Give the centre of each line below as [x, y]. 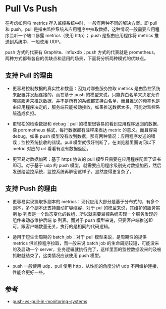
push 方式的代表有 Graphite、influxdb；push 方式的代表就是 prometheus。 [82, 52]
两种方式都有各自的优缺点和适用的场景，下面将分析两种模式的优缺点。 [77, 58]
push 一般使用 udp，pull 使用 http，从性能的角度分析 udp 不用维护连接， [86, 266]
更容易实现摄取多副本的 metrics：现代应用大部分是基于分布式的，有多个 [86, 201]
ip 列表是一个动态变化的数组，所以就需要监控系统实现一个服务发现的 [88, 214]
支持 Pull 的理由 [29, 76]
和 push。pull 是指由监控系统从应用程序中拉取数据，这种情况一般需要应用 [80, 29]
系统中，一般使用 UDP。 [38, 41]
